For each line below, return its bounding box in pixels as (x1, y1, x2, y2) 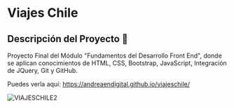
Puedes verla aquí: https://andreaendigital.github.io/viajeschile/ (7, 80, 191, 88)
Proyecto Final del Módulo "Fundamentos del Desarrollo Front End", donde (7, 51, 222, 60)
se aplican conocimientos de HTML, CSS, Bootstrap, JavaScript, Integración (7, 59, 228, 67)
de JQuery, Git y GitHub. (7, 67, 78, 74)
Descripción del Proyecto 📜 (7, 33, 128, 45)
